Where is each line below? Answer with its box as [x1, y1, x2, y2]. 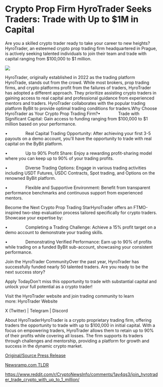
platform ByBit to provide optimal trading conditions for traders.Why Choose [5, 105, 158, 111]
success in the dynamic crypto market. [5, 343, 83, 349]
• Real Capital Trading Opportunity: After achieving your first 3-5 [5, 130, 151, 136]
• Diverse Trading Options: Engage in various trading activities [5, 165, 147, 171]
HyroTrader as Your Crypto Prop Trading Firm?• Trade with [5, 111, 140, 116]
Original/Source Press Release [5, 352, 66, 358]
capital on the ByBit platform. [5, 140, 63, 147]
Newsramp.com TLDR [5, 362, 49, 368]
